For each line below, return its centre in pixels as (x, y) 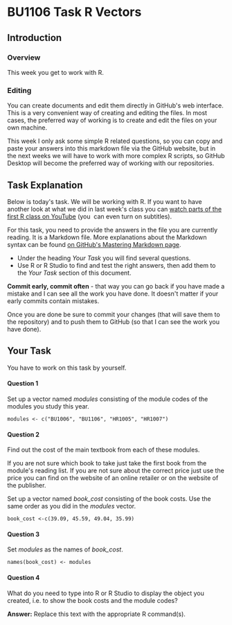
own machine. (27, 128)
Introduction (35, 38)
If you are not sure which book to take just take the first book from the (107, 463)
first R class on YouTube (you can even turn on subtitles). (89, 216)
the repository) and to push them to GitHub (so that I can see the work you (114, 322)
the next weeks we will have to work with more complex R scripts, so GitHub (116, 156)
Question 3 (24, 534)
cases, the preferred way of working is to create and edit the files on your (112, 120)
